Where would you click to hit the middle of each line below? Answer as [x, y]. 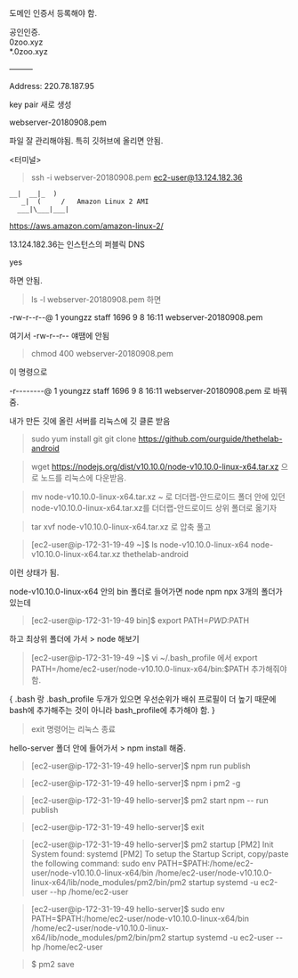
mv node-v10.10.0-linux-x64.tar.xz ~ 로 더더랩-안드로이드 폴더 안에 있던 [158, 497]
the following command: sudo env [93, 863]
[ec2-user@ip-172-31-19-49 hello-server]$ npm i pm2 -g [136, 783]
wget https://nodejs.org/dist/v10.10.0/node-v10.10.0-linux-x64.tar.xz [155, 467]
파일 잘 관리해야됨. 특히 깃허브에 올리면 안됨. [86, 140]
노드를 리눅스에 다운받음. [84, 478]
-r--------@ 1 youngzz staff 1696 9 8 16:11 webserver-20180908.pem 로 [140, 391]
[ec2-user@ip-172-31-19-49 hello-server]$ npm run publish [141, 766]
